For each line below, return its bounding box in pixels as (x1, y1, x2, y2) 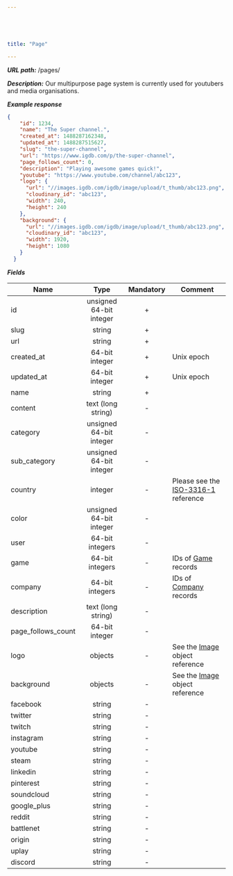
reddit (10, 812, 30, 822)
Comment (180, 284, 214, 294)
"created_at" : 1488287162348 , (19, 133, 107, 140)
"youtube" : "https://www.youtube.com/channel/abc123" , (19, 172, 182, 179)
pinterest (10, 778, 40, 788)
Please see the (172, 476, 221, 486)
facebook (10, 699, 42, 709)
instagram (10, 733, 44, 743)
